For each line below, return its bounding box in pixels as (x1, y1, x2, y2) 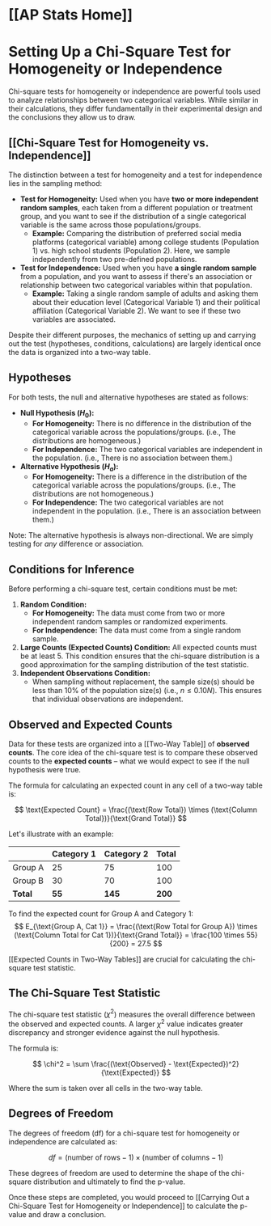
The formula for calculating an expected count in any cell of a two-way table (8, 780, 263, 790)
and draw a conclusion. (28, 1209, 107, 1219)
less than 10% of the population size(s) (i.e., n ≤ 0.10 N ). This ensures (32, 686, 262, 695)
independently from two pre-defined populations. (32, 254, 197, 264)
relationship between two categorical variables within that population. (19, 280, 252, 290)
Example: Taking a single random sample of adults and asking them (32, 289, 259, 298)
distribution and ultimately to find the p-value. (33, 1177, 186, 1186)
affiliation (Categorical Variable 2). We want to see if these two (32, 306, 241, 315)
